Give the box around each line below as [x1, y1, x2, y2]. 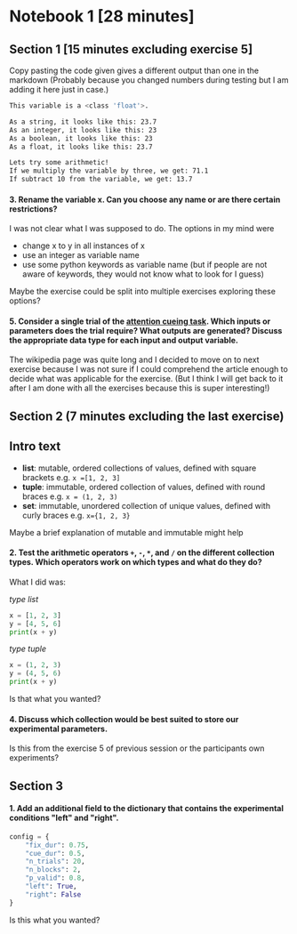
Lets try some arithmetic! [9, 158, 109, 167]
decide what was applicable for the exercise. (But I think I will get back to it [9, 374, 284, 384]
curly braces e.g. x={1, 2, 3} [21, 510, 131, 520]
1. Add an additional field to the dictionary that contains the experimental [9, 803, 285, 814]
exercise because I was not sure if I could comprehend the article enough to [9, 364, 289, 374]
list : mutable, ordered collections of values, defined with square [21, 463, 257, 473]
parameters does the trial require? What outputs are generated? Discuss [9, 325, 283, 335]
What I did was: [9, 576, 67, 587]
